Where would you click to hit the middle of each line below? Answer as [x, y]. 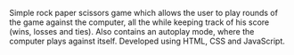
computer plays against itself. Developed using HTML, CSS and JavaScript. [147, 41]
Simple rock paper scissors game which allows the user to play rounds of [144, 13]
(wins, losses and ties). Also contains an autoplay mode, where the [132, 31]
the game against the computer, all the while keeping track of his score [139, 22]
